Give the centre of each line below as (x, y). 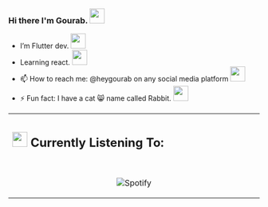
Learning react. (45, 62)
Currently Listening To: (97, 142)
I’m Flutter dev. (44, 46)
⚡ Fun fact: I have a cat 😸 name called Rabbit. (95, 98)
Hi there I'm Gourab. (48, 20)
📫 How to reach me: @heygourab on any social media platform (124, 79)
